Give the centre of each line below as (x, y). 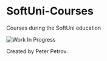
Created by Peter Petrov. (37, 51)
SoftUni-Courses (50, 11)
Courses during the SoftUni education (54, 28)
